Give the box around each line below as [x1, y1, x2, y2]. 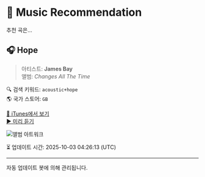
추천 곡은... [6, 26, 32, 33]
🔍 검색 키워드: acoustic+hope [6, 85, 78, 93]
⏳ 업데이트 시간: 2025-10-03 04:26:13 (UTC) [6, 143, 117, 151]
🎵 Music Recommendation [6, 5, 142, 19]
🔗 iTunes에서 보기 [6, 109, 50, 117]
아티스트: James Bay [21, 65, 73, 72]
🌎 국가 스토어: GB [6, 95, 48, 102]
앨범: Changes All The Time [21, 72, 90, 80]
